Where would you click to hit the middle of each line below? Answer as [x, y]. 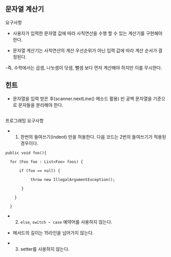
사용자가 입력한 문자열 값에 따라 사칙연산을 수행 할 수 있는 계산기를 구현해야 [88, 33]
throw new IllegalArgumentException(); [73, 180]
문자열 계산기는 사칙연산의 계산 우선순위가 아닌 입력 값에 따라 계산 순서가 [85, 50]
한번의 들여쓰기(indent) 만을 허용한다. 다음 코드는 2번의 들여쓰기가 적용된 [93, 137]
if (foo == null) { [39, 171]
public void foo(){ [26, 153]
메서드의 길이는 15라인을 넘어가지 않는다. [53, 233]
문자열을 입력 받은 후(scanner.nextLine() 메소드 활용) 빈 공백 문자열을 [82, 98]
